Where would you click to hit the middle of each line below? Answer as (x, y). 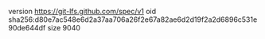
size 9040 (64, 28)
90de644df (27, 28)
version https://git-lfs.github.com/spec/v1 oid (82, 11)
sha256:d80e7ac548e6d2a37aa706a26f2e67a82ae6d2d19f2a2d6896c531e (133, 19)
